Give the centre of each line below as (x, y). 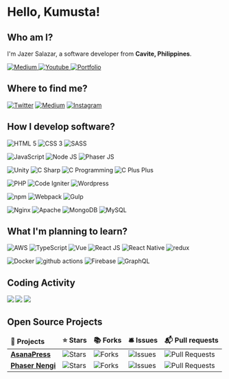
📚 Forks (108, 341)
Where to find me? (47, 89)
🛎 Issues (143, 341)
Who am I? (30, 37)
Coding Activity (41, 283)
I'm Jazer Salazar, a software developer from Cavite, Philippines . (99, 54)
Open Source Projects (55, 322)
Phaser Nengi (33, 366)
